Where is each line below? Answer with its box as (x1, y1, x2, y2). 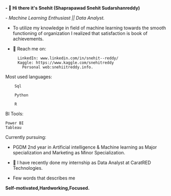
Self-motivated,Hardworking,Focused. (5, 185, 90, 191)
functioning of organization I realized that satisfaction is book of (12, 30, 147, 36)
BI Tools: (5, 111, 24, 117)
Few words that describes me (12, 175, 75, 181)
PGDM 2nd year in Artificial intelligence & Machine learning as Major (12, 144, 157, 150)
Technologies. (12, 165, 43, 171)
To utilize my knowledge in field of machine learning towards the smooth (12, 25, 166, 31)
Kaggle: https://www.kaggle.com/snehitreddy (17, 60, 114, 65)
